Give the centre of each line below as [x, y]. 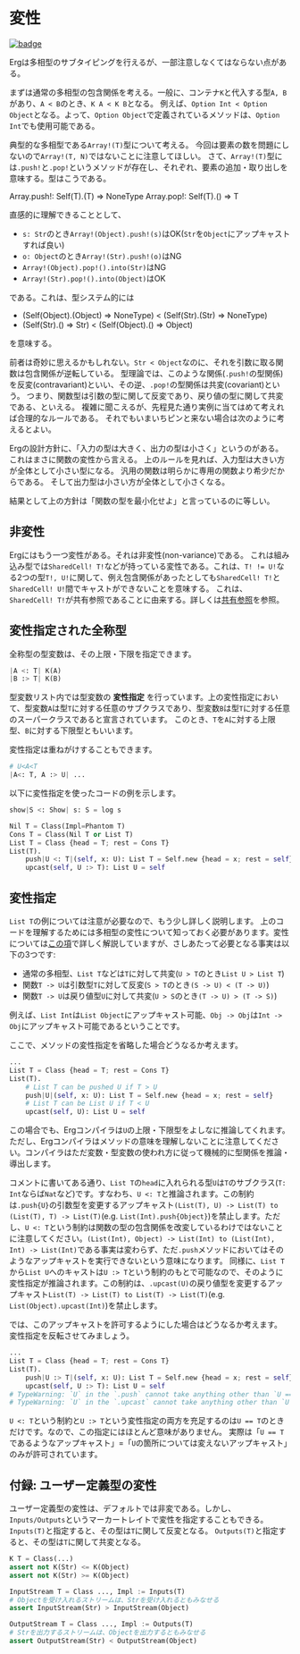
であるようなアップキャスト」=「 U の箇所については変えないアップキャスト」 [149, 1443]
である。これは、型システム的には [72, 297]
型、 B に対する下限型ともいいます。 [74, 730]
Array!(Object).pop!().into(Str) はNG [94, 267]
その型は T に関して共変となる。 [89, 1542]
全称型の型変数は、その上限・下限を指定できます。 [103, 654]
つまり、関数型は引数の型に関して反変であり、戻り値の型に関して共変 [155, 395]
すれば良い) [43, 245]
